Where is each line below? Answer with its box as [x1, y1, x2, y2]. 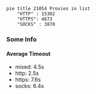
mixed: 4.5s [14, 63, 44, 71]
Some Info [6, 35, 37, 43]
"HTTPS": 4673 [17, 16, 53, 22]
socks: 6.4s [14, 83, 44, 90]
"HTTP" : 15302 [17, 11, 56, 17]
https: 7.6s [14, 76, 41, 83]
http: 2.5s [14, 69, 39, 77]
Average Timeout [6, 50, 51, 57]
